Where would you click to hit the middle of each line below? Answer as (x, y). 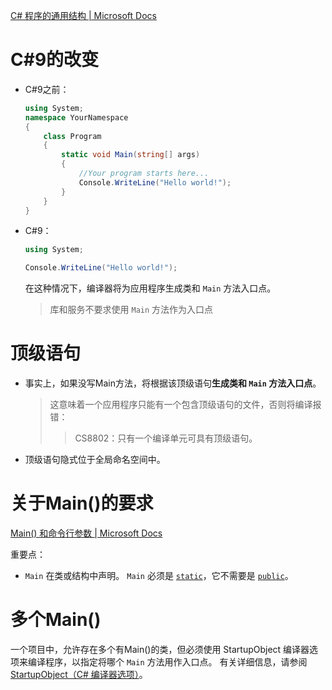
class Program (72, 136)
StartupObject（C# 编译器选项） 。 (79, 674)
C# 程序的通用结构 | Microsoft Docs (83, 15)
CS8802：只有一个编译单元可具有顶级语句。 (166, 438)
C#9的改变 (55, 60)
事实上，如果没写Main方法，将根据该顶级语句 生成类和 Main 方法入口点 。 (173, 383)
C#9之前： (47, 89)
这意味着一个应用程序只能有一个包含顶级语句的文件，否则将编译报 (185, 405)
